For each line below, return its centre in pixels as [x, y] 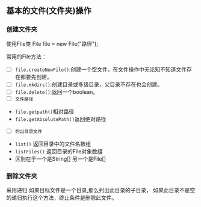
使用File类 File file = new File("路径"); [52, 43]
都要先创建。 [36, 76]
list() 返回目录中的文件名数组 [53, 144]
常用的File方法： [26, 57]
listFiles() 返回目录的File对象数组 [59, 151]
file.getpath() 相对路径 [45, 111]
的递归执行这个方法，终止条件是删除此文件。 [62, 198]
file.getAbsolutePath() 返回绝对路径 [60, 119]
